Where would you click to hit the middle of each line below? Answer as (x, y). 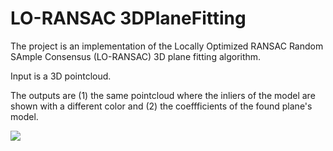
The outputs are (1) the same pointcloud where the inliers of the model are (163, 95)
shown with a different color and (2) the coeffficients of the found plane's (161, 106)
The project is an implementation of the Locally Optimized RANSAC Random (167, 46)
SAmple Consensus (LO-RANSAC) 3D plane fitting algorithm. (136, 56)
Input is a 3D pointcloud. (61, 76)
